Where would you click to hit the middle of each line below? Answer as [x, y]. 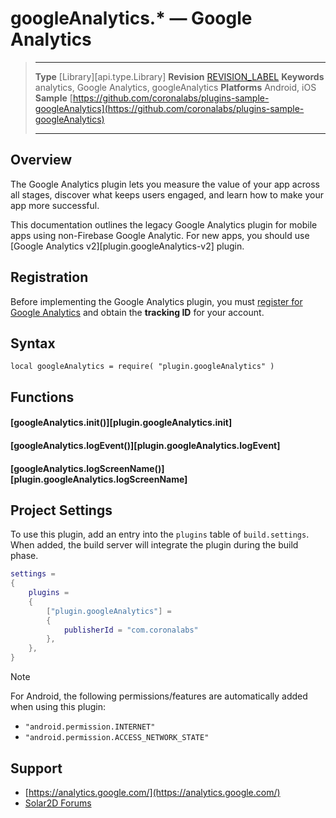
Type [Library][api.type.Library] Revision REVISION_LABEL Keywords [179, 76]
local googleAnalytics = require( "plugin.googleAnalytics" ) [142, 367]
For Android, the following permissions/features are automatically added [159, 696]
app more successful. [55, 205]
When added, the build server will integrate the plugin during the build [154, 545]
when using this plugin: [58, 707]
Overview [41, 160]
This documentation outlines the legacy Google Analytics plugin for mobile [164, 224]
